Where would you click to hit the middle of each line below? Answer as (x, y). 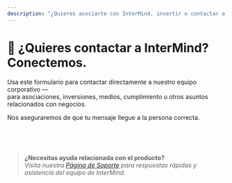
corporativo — (28, 89)
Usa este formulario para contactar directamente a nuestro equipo (102, 82)
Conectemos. (47, 62)
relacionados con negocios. (47, 104)
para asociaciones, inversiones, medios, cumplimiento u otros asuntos (108, 96)
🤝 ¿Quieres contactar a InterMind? (108, 47)
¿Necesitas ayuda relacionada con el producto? (94, 157)
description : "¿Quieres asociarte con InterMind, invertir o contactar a (116, 14)
